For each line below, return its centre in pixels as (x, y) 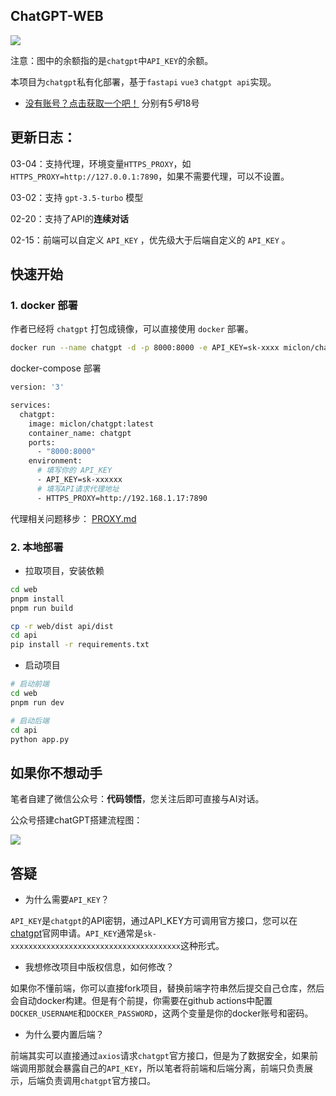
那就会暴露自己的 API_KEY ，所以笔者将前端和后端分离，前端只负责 (170, 1068)
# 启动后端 (30, 720)
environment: (55, 461)
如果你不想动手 (56, 772)
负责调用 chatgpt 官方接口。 (100, 1081)
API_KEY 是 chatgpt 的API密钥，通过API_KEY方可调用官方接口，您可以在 (154, 921)
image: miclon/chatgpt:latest (91, 424)
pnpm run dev (37, 702)
